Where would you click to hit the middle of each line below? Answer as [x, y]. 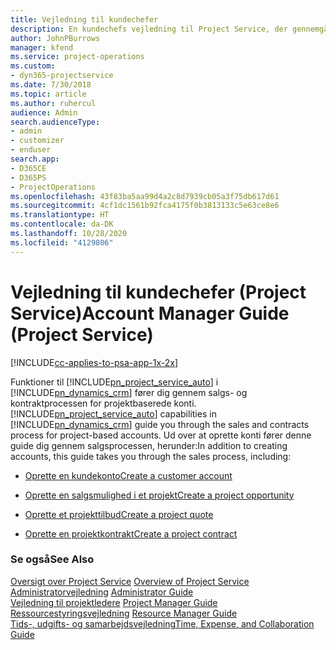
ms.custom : [33, 66]
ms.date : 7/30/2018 [51, 85]
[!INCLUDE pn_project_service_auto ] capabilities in [113, 413]
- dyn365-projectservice [62, 76]
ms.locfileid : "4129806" [62, 242]
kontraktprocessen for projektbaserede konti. [103, 403]
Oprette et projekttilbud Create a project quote [119, 514]
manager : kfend [42, 47]
